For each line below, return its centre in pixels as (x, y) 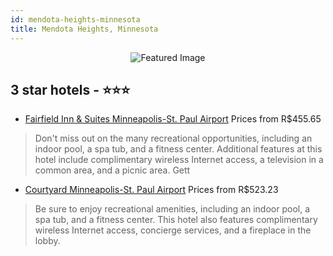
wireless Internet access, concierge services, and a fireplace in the (173, 230)
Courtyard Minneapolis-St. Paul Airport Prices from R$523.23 (151, 190)
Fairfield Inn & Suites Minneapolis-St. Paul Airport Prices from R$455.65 (173, 119)
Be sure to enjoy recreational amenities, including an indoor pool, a (172, 209)
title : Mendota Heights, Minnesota (84, 29)
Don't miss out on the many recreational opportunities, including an (173, 138)
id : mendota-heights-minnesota (75, 19)
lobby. (47, 241)
